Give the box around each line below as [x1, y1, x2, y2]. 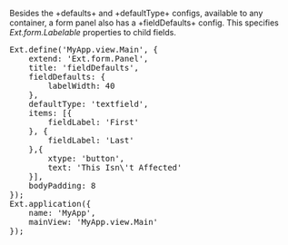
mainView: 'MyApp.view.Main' [28, 217, 159, 227]
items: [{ [28, 108, 73, 118]
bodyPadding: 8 [28, 181, 96, 191]
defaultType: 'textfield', [28, 99, 149, 109]
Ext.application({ [9, 199, 92, 209]
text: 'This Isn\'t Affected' [47, 162, 183, 172]
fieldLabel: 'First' [47, 117, 139, 127]
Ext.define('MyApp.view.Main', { [9, 44, 159, 54]
